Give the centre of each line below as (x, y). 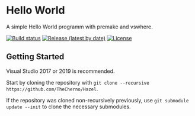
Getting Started (35, 57)
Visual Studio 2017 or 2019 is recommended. (60, 71)
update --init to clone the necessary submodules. (69, 107)
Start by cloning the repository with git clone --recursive (78, 82)
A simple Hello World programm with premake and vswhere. (79, 27)
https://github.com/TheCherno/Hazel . (52, 89)
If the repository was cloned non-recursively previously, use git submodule (97, 100)
